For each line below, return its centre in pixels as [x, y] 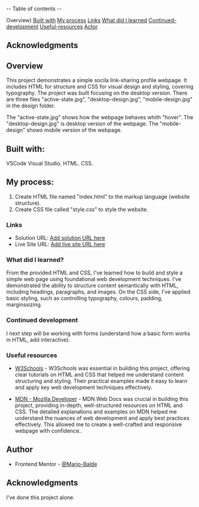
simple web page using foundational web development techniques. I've [94, 279]
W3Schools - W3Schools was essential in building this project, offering [102, 369]
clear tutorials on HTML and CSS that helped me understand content [99, 375]
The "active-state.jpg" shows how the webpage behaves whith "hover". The [100, 117]
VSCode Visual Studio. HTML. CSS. [50, 164]
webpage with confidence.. [48, 431]
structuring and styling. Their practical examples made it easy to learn [101, 381]
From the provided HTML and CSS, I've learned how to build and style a [94, 273]
